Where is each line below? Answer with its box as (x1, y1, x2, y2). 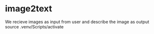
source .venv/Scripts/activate (5, 24, 64, 29)
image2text (5, 3, 52, 14)
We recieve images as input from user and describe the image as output (5, 19, 150, 25)
